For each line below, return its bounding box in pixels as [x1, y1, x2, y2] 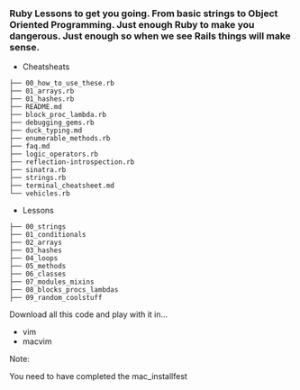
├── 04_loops [9, 254, 59, 263]
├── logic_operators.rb [9, 150, 99, 159]
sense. [9, 41, 41, 53]
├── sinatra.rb [9, 166, 67, 175]
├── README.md [9, 103, 63, 112]
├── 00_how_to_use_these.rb [9, 79, 115, 88]
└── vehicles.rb [9, 189, 70, 198]
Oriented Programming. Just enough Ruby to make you [9, 18, 255, 31]
